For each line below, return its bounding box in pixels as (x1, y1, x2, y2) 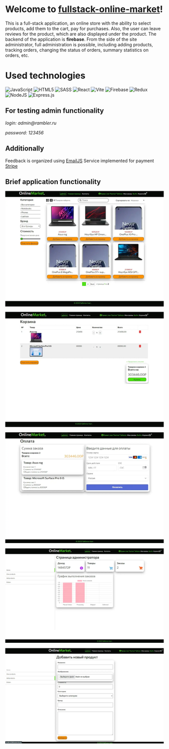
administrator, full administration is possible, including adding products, (5, 41, 153, 47)
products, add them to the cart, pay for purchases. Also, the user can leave (5, 25, 161, 31)
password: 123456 (5, 129, 44, 135)
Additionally (5, 144, 44, 153)
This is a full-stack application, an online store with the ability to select (5, 20, 151, 26)
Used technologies (5, 70, 86, 82)
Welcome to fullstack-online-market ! (5, 4, 163, 15)
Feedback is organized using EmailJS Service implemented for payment (5, 158, 154, 164)
